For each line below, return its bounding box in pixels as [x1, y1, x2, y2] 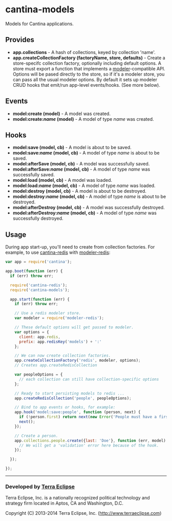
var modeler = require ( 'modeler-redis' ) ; [14, 315, 104, 321]
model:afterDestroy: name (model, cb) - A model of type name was [12, 210, 157, 216]
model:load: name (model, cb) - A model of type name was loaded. [12, 182, 156, 189]
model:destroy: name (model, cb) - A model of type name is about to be [12, 194, 166, 200]
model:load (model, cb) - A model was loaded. [12, 177, 113, 183]
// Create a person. [14, 433, 58, 438]
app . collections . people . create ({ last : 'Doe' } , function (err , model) [14, 438, 166, 443]
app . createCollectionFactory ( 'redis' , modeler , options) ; [14, 358, 141, 363]
